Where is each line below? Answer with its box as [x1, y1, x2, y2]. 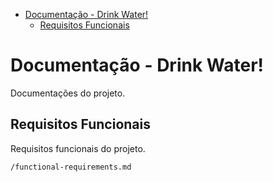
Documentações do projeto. [10, 87, 126, 99]
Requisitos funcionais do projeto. [10, 142, 146, 154]
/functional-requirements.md [10, 162, 132, 172]
